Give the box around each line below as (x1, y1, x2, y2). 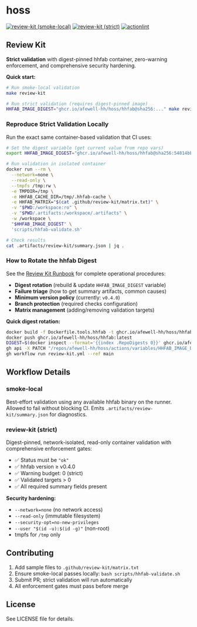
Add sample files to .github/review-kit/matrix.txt (14, 563, 139, 571)
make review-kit (6, 90, 46, 96)
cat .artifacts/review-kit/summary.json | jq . (6, 242, 125, 249)
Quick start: (6, 73, 36, 80)
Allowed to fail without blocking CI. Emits (6, 404, 104, 412)
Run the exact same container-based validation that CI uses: (6, 134, 152, 141)
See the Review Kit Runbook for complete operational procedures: (6, 270, 166, 277)
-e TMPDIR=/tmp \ (11, 188, 54, 194)
